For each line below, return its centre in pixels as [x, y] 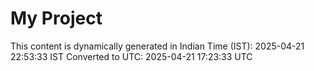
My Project [56, 18]
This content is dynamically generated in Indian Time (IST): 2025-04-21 [157, 46]
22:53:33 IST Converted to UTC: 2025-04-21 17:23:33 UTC [131, 56]
